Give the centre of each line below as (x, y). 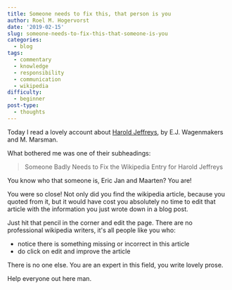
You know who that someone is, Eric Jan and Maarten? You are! (99, 180)
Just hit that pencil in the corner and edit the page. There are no (100, 222)
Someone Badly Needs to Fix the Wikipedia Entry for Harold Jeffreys (124, 167)
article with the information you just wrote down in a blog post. (98, 209)
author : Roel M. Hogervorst (49, 20)
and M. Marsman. (33, 139)
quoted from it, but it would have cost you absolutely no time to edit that (111, 201)
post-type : (23, 106)
